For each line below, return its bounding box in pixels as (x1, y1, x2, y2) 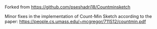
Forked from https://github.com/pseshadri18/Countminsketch (4, 4, 131, 10)
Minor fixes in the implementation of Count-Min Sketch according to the (4, 14, 153, 19)
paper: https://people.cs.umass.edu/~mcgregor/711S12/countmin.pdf (4, 19, 147, 24)
